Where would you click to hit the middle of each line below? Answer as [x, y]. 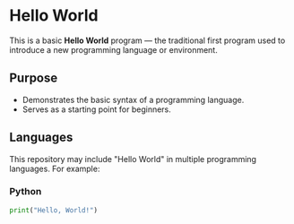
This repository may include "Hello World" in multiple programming [133, 159]
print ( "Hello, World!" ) [54, 210]
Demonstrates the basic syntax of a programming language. [133, 99]
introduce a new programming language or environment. [113, 49]
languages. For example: [55, 168]
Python [26, 192]
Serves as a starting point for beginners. [97, 109]
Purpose [34, 78]
